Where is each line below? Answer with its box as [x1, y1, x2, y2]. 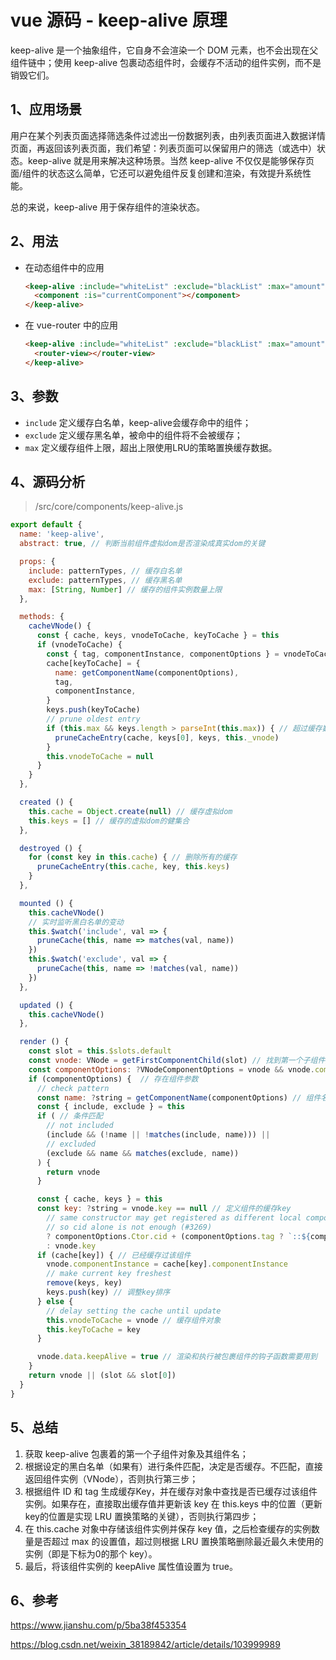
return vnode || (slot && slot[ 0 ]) [28, 1371, 177, 1381]
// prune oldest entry [46, 714, 141, 725]
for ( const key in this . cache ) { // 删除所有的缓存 [28, 852, 238, 863]
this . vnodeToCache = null [46, 751, 155, 761]
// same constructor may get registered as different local [46, 1213, 302, 1223]
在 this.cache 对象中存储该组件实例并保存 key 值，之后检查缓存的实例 [24, 1522, 312, 1535]
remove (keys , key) [46, 1278, 123, 1288]
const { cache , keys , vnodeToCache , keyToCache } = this [36, 631, 280, 641]
